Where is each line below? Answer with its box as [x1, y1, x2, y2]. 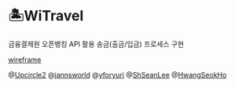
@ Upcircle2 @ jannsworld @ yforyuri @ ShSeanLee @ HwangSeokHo [8, 70, 227, 79]
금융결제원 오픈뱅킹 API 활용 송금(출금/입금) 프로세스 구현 [8, 39, 185, 49]
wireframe [8, 55, 42, 64]
